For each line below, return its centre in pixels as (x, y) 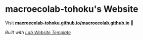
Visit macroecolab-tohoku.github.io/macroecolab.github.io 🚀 (69, 23)
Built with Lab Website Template (38, 32)
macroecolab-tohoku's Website (72, 9)
